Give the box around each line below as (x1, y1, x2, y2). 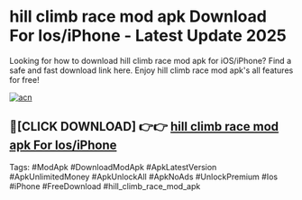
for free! (9, 74, 40, 85)
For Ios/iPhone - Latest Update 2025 (9, 25, 287, 46)
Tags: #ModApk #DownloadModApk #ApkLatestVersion (9, 161, 217, 172)
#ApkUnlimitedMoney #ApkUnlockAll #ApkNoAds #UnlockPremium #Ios (9, 171, 278, 182)
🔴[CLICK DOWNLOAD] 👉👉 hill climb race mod (9, 119, 279, 134)
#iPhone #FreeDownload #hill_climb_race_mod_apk (9, 180, 201, 191)
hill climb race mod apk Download (9, 6, 268, 27)
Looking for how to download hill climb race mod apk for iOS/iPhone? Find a (9, 55, 291, 66)
